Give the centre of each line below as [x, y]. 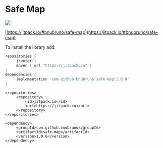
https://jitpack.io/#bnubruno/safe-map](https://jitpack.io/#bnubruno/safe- [82, 32]
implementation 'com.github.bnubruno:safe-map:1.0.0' [73, 79]
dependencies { [21, 75]
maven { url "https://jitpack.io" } [54, 66]
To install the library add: [30, 47]
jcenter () [26, 61]
